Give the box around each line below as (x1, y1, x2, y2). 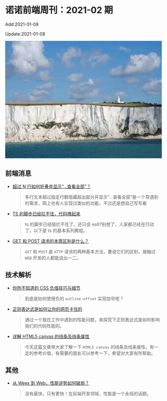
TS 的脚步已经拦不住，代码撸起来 (12, 211, 81, 217)
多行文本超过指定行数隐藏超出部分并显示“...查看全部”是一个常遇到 (24, 194, 159, 200)
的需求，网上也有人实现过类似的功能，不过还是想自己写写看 (24, 200, 147, 206)
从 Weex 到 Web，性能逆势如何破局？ (12, 380, 89, 386)
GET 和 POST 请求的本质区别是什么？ (12, 238, 89, 244)
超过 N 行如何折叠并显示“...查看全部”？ (12, 183, 91, 189)
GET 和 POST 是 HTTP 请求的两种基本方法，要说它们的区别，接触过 (24, 248, 156, 254)
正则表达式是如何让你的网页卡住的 (12, 306, 83, 312)
